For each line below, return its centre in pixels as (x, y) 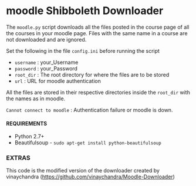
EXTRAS (18, 158)
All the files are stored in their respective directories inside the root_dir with (98, 92)
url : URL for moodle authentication (58, 81)
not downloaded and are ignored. (46, 39)
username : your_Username (46, 62)
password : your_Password (46, 68)
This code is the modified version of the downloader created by (83, 171)
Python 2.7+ (29, 137)
